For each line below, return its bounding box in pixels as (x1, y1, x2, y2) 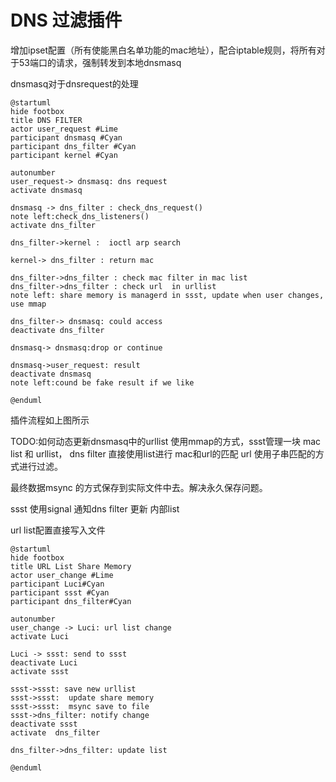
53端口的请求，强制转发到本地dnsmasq (18, 56, 182, 68)
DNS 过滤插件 (10, 9, 123, 32)
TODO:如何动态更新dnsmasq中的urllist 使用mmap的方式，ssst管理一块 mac (10, 435, 322, 447)
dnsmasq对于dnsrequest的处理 (10, 77, 139, 90)
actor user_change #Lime (10, 570, 114, 580)
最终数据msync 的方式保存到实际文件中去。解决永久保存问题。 (10, 481, 268, 493)
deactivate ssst (10, 719, 78, 729)
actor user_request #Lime (10, 124, 118, 134)
